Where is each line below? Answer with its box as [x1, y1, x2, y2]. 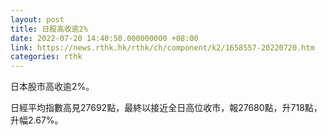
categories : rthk [10, 52, 83, 62]
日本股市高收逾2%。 [10, 81, 95, 93]
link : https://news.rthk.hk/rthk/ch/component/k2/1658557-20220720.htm [10, 42, 315, 53]
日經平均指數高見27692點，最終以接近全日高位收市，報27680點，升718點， [10, 102, 323, 114]
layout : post [10, 14, 65, 25]
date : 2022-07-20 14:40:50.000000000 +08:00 [10, 33, 199, 43]
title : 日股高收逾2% [10, 24, 88, 34]
